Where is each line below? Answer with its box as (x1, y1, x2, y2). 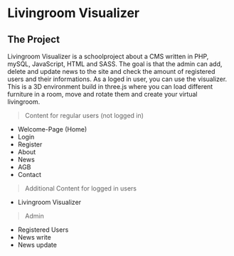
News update (17, 240, 57, 249)
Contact (17, 171, 41, 178)
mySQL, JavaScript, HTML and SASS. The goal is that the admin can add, (7, 60, 223, 68)
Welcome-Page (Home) (17, 125, 87, 133)
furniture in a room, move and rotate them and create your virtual (7, 90, 198, 98)
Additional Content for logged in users (24, 184, 137, 193)
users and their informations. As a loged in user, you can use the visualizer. (7, 75, 228, 83)
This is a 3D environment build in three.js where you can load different (7, 82, 213, 90)
